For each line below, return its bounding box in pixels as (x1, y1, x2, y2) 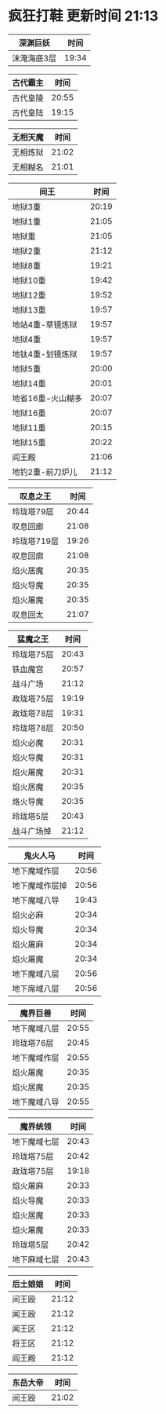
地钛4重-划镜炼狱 (12, 349, 78, 360)
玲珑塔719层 (12, 535, 60, 546)
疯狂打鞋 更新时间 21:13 (8, 7, 159, 25)
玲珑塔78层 (12, 722, 54, 733)
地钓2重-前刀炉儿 (12, 466, 78, 477)
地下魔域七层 (12, 1136, 60, 1147)
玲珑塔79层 (12, 506, 54, 517)
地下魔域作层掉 (12, 880, 68, 891)
